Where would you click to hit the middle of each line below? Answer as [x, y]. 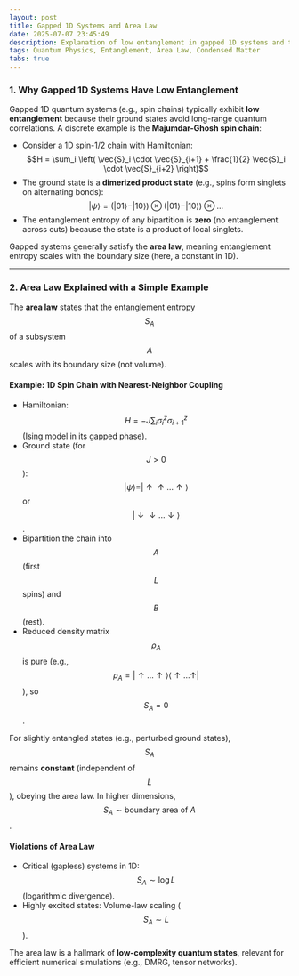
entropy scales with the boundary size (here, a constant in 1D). [124, 256]
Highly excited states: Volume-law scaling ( [101, 906]
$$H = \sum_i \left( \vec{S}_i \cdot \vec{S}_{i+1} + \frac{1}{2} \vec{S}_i [156, 159]
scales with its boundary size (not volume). [88, 365]
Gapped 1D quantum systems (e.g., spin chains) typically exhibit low [134, 109]
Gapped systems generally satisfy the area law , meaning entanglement [140, 246]
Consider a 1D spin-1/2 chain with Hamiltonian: [107, 145]
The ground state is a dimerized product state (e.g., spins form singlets [154, 182]
